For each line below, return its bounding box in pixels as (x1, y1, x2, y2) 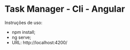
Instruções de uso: (4, 20, 43, 25)
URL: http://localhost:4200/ (11, 39, 67, 45)
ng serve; (11, 34, 32, 40)
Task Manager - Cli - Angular (4, 3, 125, 15)
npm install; (11, 29, 35, 35)
